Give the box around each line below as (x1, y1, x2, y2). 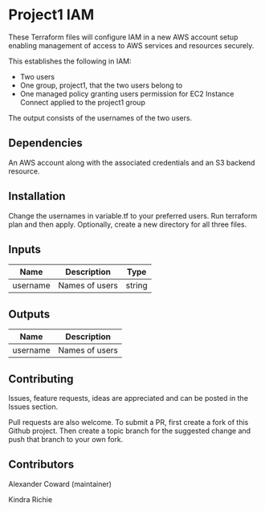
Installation (8, 190, 66, 203)
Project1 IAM (8, 6, 95, 24)
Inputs (8, 243, 42, 256)
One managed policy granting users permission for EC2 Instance (19, 88, 234, 98)
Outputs (8, 307, 51, 321)
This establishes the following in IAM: (8, 56, 132, 66)
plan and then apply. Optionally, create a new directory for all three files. (8, 219, 247, 229)
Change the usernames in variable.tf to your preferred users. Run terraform (8, 211, 258, 220)
